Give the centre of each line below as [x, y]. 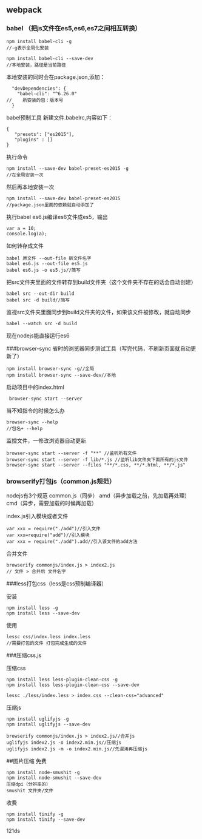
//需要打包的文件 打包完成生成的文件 [46, 643]
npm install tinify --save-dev [46, 819]
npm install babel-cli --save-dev [50, 58]
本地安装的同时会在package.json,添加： [56, 77]
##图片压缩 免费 [26, 761]
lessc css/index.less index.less [49, 636]
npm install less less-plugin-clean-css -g [62, 679]
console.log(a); [27, 234]
